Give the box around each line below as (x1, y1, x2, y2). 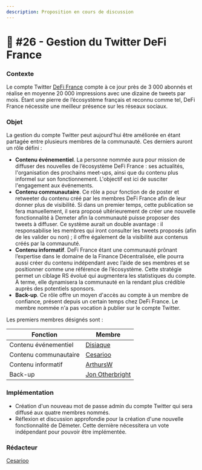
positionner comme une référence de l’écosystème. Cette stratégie (15, 266, 182, 273)
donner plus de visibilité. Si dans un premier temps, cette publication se (15, 201, 194, 209)
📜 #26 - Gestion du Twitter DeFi (6, 35, 167, 49)
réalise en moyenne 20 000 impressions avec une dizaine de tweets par (6, 90, 186, 97)
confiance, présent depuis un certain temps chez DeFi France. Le (15, 298, 178, 305)
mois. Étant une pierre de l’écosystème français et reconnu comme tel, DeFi (6, 96, 195, 104)
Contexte (6, 69, 34, 78)
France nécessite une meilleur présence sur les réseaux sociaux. (6, 102, 168, 110)
